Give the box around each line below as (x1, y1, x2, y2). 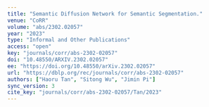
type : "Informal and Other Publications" (7, 37, 131, 44)
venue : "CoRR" (7, 17, 49, 24)
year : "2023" (7, 30, 46, 37)
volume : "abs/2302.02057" (7, 23, 83, 30)
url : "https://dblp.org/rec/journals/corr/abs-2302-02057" (7, 69, 184, 76)
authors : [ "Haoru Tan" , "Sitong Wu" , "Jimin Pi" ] (7, 75, 156, 83)
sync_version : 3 (7, 82, 55, 89)
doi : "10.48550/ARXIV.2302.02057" (7, 56, 109, 63)
